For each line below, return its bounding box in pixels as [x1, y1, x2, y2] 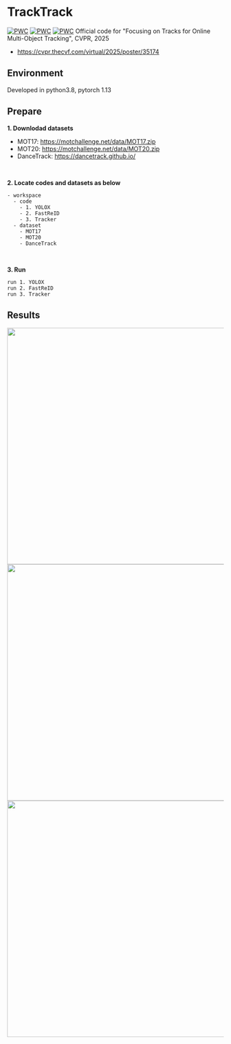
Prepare [7, 106, 43, 118]
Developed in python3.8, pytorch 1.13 [7, 85, 111, 94]
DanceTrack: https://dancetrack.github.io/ [16, 152, 136, 160]
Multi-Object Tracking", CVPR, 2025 [7, 34, 109, 42]
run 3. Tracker [7, 290, 51, 298]
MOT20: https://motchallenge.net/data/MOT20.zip [16, 144, 160, 153]
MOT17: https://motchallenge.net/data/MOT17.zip [16, 137, 156, 145]
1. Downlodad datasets [7, 124, 74, 132]
